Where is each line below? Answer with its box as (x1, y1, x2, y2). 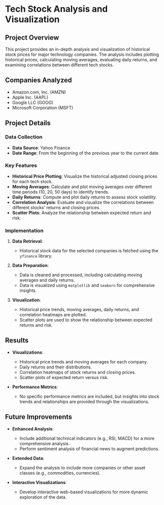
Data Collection (5, 134, 43, 141)
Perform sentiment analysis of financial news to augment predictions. (19, 446, 160, 452)
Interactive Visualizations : (12, 479, 67, 485)
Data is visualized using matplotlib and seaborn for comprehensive (19, 283, 155, 289)
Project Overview (5, 33, 59, 42)
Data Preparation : (12, 263, 49, 268)
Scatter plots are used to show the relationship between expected (19, 317, 153, 323)
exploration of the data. (19, 494, 67, 500)
